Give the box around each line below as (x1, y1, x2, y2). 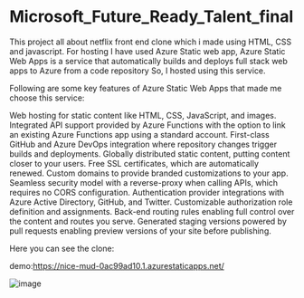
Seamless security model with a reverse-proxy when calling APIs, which (9, 177, 279, 187)
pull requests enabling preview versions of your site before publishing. (9, 225, 271, 236)
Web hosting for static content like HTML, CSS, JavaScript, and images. (9, 110, 277, 120)
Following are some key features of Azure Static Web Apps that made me (9, 82, 282, 93)
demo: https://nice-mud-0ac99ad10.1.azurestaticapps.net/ (9, 260, 224, 271)
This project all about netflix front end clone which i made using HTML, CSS (9, 36, 292, 47)
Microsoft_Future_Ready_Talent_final (9, 6, 294, 27)
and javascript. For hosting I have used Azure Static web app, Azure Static (9, 45, 286, 56)
